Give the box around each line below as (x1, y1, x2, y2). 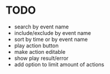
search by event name (14, 23, 69, 30)
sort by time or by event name (14, 36, 88, 43)
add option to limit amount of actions (14, 60, 105, 68)
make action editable (14, 48, 66, 55)
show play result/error (14, 54, 69, 62)
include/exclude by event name (14, 29, 92, 36)
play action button (14, 42, 59, 49)
